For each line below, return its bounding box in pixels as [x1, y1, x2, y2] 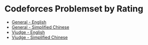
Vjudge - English [11, 29, 45, 35]
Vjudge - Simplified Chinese [11, 34, 68, 40]
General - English [11, 19, 47, 25]
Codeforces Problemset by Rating [4, 3, 144, 14]
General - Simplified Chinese [11, 24, 69, 30]
